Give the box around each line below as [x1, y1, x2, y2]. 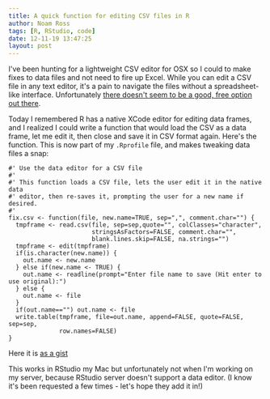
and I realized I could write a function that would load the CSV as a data [8, 123, 247, 133]
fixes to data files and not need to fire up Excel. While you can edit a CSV [8, 73, 252, 83]
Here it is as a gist [8, 349, 69, 359]
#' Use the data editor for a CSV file [8, 164, 143, 172]
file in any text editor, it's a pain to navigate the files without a [8, 82, 213, 91]
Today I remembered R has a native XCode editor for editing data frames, [8, 114, 252, 124]
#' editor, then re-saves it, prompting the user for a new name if [8, 193, 244, 201]
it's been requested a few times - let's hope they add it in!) [8, 381, 204, 391]
